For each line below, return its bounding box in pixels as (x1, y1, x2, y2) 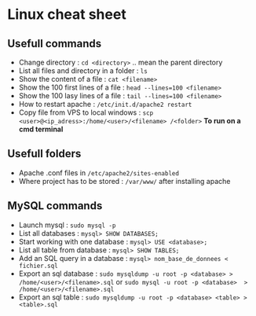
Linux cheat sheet (7, 6, 126, 24)
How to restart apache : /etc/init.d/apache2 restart (18, 100, 192, 108)
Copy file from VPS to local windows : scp (18, 108, 154, 117)
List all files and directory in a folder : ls (18, 66, 148, 75)
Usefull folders (7, 147, 82, 160)
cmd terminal (18, 124, 64, 134)
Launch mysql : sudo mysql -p (18, 220, 116, 230)
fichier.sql (18, 262, 58, 270)
